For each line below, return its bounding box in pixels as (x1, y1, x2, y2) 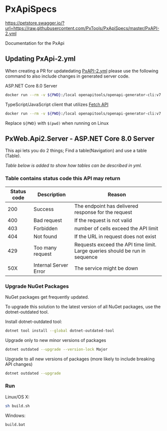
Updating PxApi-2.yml (5, 55, 76, 63)
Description (37, 191, 66, 198)
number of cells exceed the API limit (74, 225, 159, 232)
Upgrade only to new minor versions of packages (5, 337, 106, 343)
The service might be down (74, 265, 138, 272)
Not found (33, 233, 57, 240)
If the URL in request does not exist (74, 233, 157, 240)
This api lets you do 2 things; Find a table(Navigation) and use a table (5, 148, 147, 154)
